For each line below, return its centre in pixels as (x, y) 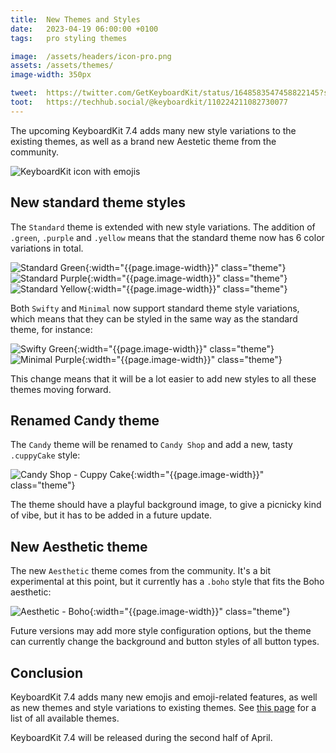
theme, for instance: (51, 329)
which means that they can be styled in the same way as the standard (154, 318)
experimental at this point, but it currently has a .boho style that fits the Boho (167, 582)
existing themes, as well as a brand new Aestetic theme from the (143, 141)
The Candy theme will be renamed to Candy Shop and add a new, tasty (151, 445)
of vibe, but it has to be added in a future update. (111, 515)
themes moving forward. (61, 389)
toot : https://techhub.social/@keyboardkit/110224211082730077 (149, 102)
